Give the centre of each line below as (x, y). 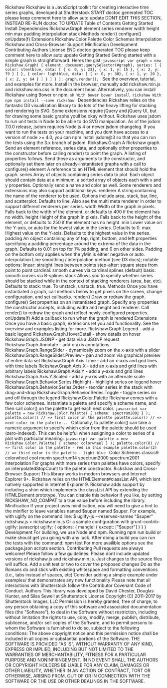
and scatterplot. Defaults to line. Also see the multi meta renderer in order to (83, 201)
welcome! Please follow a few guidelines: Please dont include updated (77, 553)
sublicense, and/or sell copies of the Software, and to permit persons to (79, 623)
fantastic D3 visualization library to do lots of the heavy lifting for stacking (81, 105)
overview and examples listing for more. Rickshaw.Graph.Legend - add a (80, 329)
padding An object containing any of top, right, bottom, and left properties (81, 238)
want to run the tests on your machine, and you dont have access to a (77, 132)
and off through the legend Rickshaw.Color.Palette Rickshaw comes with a (82, 398)
